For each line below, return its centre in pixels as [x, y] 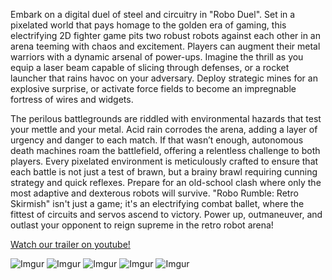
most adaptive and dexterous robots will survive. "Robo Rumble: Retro [154, 193]
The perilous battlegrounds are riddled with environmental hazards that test [166, 118]
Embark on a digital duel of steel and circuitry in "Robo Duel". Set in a [153, 14]
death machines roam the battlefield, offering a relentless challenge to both [165, 150]
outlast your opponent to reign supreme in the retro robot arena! [142, 225]
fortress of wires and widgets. [72, 99]
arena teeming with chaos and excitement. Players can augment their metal [165, 46]
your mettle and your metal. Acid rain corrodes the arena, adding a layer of [164, 129]
